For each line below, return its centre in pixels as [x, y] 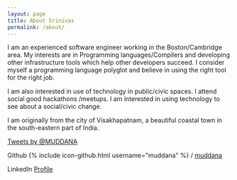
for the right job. [31, 78]
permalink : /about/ [36, 27]
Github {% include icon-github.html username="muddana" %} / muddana [115, 155]
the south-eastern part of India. [53, 128]
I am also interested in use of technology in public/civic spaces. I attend [112, 91]
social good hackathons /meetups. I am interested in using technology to [114, 99]
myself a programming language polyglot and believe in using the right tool [117, 70]
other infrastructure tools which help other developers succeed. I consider [116, 63]
